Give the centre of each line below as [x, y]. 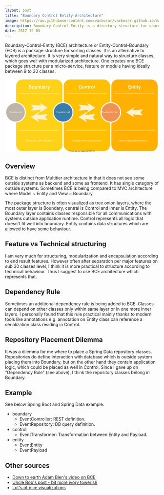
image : [12, 20]
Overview [20, 166]
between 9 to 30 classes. [31, 71]
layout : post [18, 10]
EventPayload [33, 450]
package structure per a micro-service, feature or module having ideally [78, 66]
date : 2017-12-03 [23, 31]
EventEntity [31, 445]
